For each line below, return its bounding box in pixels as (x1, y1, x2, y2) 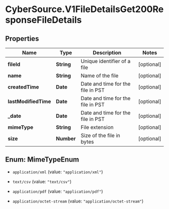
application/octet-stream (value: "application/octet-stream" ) (12, 198, 144, 204)
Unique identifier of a (80, 58, 131, 64)
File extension (80, 124, 114, 130)
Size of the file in (80, 132, 121, 139)
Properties (5, 34, 39, 43)
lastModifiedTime (8, 98, 51, 105)
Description (93, 49, 122, 56)
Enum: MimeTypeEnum (5, 155, 79, 164)
